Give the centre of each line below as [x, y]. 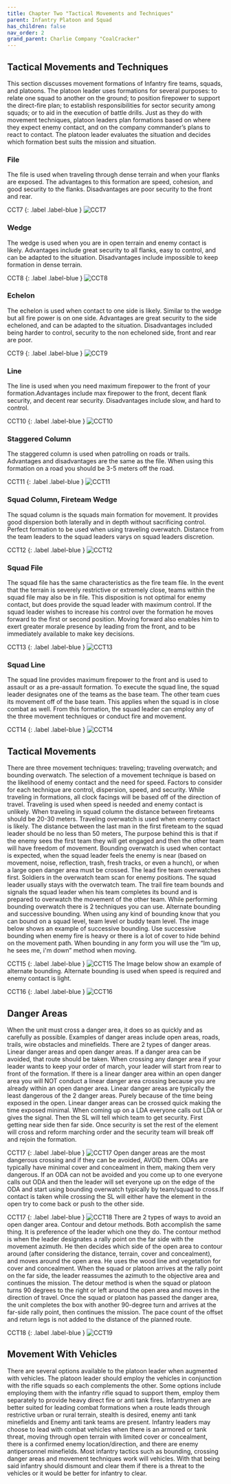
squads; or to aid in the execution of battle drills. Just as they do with [105, 112]
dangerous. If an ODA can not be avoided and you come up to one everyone [115, 1174]
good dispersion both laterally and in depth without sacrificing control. [107, 522]
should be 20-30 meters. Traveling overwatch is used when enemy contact [113, 819]
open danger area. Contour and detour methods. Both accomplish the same [114, 1224]
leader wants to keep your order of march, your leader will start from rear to [114, 1066]
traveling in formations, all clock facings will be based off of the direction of [114, 797]
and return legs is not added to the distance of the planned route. [100, 1319]
